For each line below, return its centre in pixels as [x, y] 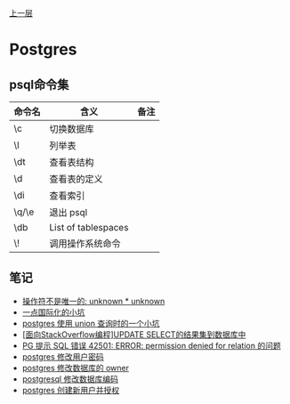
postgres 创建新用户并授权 [71, 390]
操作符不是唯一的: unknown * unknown [93, 301]
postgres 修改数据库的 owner [75, 368]
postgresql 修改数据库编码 [70, 379]
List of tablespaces [89, 227]
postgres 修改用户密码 [63, 356]
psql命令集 [39, 84]
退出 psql [68, 212]
